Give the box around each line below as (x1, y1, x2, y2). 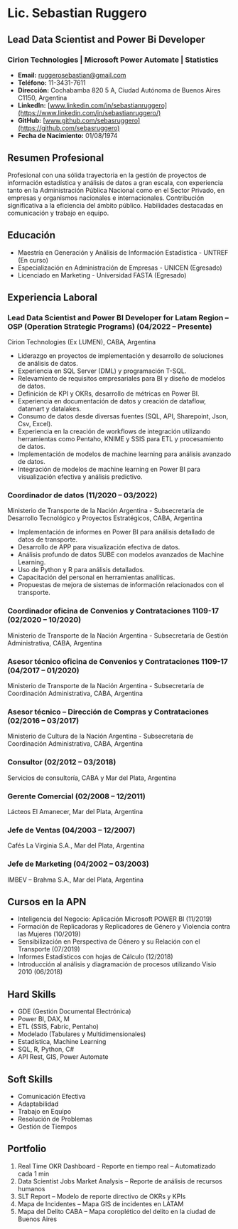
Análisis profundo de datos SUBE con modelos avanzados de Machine (17, 550, 225, 559)
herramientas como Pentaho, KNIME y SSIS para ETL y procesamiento (17, 435, 224, 443)
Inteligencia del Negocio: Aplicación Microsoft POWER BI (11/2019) (17, 914, 212, 923)
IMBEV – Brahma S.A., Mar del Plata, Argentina (7, 875, 144, 884)
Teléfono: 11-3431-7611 (17, 78, 86, 87)
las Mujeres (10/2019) (17, 930, 81, 939)
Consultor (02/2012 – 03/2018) (7, 757, 117, 767)
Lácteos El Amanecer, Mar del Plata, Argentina (7, 807, 144, 816)
